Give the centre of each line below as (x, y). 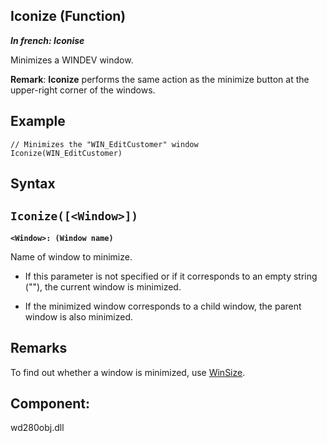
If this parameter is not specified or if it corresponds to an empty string (171, 276)
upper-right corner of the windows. (83, 90)
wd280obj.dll (37, 428)
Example (38, 121)
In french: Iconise (47, 40)
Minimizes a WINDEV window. (72, 60)
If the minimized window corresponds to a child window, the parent (163, 306)
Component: (50, 404)
